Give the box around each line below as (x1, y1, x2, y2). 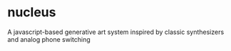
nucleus (7, 4, 56, 21)
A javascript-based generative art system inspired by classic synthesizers (7, 28, 225, 36)
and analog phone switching (7, 35, 91, 43)
